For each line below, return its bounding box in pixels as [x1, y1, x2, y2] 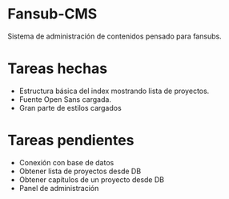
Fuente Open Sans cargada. [18, 94, 111, 104]
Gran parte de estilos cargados [18, 103, 122, 112]
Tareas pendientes [7, 132, 135, 149]
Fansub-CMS [7, 5, 98, 23]
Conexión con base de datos [18, 157, 114, 167]
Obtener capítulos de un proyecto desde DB [18, 174, 165, 185]
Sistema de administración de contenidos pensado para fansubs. [7, 31, 222, 41]
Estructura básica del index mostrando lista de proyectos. [18, 86, 210, 95]
